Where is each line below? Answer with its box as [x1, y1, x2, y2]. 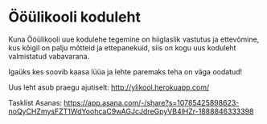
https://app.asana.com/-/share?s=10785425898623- [64, 98, 240, 107]
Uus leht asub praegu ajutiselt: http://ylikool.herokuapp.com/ [8, 82, 210, 92]
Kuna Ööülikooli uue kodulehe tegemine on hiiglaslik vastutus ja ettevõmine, [8, 34, 260, 44]
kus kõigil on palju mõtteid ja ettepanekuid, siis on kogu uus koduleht [8, 42, 236, 52]
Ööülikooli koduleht [8, 8, 141, 26]
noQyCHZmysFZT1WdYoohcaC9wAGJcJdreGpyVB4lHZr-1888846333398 [8, 106, 254, 116]
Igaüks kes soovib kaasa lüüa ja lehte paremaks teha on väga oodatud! [8, 66, 243, 76]
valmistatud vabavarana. [8, 51, 90, 61]
